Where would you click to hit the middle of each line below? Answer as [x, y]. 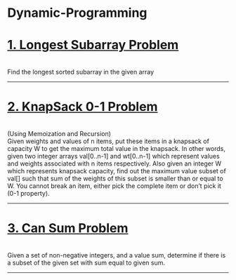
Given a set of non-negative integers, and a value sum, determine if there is [117, 255]
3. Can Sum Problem [68, 228]
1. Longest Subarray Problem [93, 45]
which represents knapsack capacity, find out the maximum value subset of [117, 171]
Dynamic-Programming [77, 13]
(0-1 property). [29, 194]
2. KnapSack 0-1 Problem [83, 107]
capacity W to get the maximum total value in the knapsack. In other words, [117, 149]
